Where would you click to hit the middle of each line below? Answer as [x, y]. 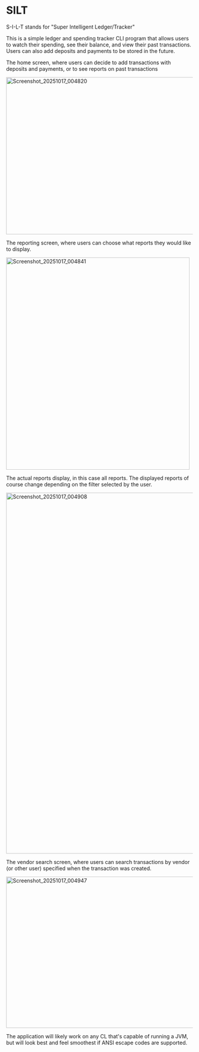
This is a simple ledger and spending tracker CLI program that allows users [98, 38]
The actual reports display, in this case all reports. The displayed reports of [98, 478]
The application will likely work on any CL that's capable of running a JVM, [97, 1036]
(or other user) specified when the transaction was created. [79, 868]
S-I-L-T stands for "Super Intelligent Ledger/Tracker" [70, 27]
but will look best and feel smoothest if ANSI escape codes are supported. [97, 1042]
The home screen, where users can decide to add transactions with [89, 62]
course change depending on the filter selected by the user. [79, 484]
